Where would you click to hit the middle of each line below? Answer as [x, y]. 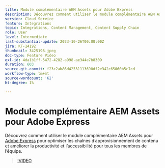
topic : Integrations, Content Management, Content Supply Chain [72, 28]
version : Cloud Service [29, 19]
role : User [16, 32]
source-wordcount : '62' [29, 78]
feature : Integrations [28, 23]
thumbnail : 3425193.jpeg [30, 51]
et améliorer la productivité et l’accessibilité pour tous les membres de [76, 146]
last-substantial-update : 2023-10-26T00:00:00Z [55, 42]
